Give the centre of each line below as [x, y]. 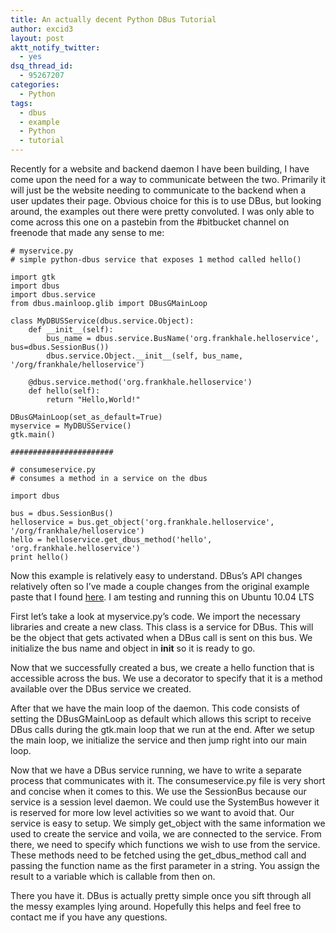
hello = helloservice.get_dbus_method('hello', [111, 540]
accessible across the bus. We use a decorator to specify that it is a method [166, 678]
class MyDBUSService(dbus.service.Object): [102, 321]
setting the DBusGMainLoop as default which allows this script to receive [161, 719]
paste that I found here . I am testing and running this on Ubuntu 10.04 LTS [162, 597]
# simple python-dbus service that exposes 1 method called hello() [156, 260]
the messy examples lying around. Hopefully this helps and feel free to [156, 906]
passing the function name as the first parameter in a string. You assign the [165, 865]
